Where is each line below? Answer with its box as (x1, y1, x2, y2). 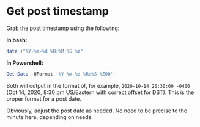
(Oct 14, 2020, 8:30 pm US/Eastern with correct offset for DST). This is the (6, 89, 194, 96)
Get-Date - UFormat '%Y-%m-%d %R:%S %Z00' (6, 71, 114, 77)
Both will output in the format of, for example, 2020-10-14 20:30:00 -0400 (6, 82, 191, 89)
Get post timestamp (6, 4, 109, 18)
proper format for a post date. (6, 95, 81, 102)
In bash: (6, 36, 28, 43)
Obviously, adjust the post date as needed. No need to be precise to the (6, 107, 188, 114)
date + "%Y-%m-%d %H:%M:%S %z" (6, 48, 84, 54)
